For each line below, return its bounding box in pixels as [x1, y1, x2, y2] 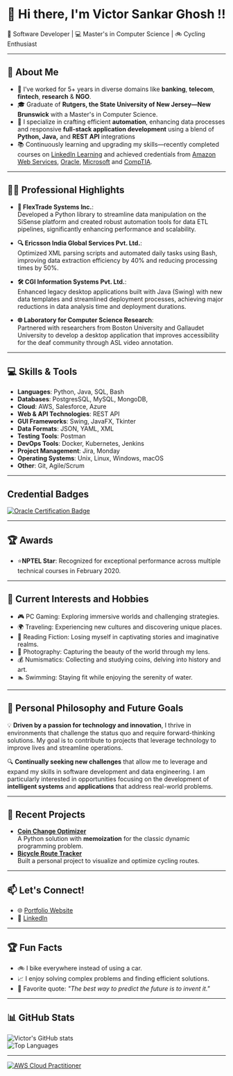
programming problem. [17, 842, 83, 851]
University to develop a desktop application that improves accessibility [17, 330, 220, 339]
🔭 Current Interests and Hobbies [7, 593, 149, 605]
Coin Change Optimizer [17, 827, 87, 835]
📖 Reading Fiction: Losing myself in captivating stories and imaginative [17, 632, 219, 641]
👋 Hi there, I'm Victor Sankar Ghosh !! [7, 6, 226, 22]
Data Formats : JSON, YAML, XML [17, 424, 114, 433]
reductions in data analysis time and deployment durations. [17, 302, 187, 310]
